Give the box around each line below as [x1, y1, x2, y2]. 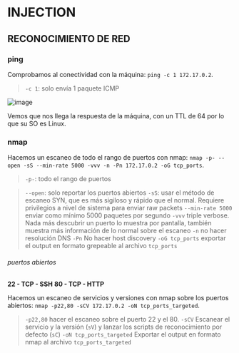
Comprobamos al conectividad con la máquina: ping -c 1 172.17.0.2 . [7, 70, 214, 78]
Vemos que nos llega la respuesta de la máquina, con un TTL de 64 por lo [7, 111, 225, 120]
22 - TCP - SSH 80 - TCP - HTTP [7, 280, 105, 289]
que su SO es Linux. [7, 119, 66, 128]
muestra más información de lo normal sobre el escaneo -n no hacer [24, 226, 227, 235]
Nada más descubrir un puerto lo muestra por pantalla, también [24, 219, 212, 227]
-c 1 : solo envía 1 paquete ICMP [24, 83, 120, 93]
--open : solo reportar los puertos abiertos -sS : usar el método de [24, 188, 215, 197]
